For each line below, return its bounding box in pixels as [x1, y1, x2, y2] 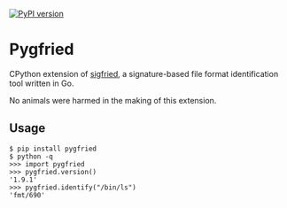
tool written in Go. [9, 78, 74, 89]
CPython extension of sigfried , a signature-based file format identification [9, 68, 279, 79]
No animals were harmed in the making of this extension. [9, 95, 217, 105]
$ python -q [9, 151, 53, 161]
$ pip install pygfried [9, 144, 97, 153]
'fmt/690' [9, 190, 46, 199]
